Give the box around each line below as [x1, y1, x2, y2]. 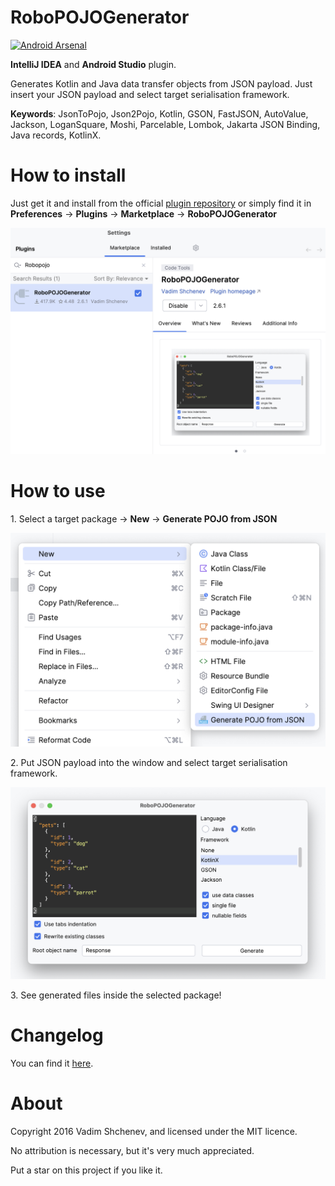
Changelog [10, 1024, 104, 1047]
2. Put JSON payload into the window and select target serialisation [10, 756, 288, 768]
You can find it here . [10, 1057, 94, 1070]
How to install [10, 164, 127, 187]
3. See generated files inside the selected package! [10, 989, 222, 1001]
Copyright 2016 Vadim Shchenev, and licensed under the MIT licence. [10, 1126, 298, 1138]
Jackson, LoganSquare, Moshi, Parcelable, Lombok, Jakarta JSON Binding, [10, 118, 321, 130]
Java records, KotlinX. [10, 129, 102, 141]
